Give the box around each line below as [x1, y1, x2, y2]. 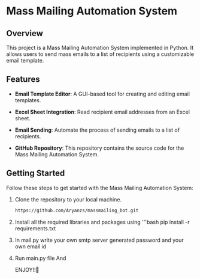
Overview [6, 28, 44, 38]
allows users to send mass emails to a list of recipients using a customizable [6, 51, 195, 58]
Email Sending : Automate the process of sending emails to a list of [14, 126, 180, 133]
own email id [14, 242, 47, 250]
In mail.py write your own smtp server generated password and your [14, 236, 184, 244]
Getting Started [6, 168, 65, 179]
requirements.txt [14, 224, 56, 232]
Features [6, 74, 40, 85]
